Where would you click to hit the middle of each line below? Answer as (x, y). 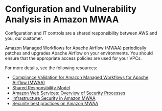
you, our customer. (24, 38)
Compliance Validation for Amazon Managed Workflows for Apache (80, 77)
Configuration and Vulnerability (71, 9)
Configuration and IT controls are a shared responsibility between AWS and (81, 33)
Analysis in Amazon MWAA (62, 19)
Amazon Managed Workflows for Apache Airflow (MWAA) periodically (76, 48)
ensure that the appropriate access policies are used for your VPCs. (73, 58)
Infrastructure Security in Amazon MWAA (54, 98)
